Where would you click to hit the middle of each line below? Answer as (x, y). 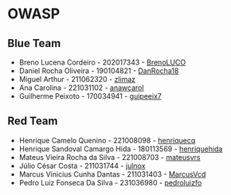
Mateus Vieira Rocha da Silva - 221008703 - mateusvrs (110, 157)
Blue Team (34, 43)
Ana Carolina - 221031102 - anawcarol (81, 88)
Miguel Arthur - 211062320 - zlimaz (77, 79)
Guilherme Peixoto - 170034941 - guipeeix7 (90, 96)
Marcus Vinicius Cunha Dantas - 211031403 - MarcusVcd (112, 174)
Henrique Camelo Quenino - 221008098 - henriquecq (107, 140)
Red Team (33, 121)
